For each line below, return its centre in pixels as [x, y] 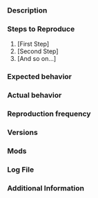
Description [27, 10]
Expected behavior [40, 77]
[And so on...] [37, 59]
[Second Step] [38, 51]
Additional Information [46, 188]
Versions [22, 132]
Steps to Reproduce [41, 28]
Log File [21, 170]
